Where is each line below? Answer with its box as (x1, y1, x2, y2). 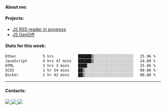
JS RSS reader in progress (12, 26, 66, 32)
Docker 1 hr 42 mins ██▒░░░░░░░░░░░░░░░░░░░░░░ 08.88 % (5, 72, 156, 77)
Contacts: (5, 87, 26, 94)
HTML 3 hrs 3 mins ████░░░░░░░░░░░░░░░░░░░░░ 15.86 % (5, 63, 156, 68)
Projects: (5, 15, 24, 21)
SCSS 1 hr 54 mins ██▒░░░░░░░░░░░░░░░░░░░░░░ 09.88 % (5, 67, 156, 73)
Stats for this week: (5, 43, 46, 49)
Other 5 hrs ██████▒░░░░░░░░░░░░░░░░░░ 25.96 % (5, 54, 156, 59)
